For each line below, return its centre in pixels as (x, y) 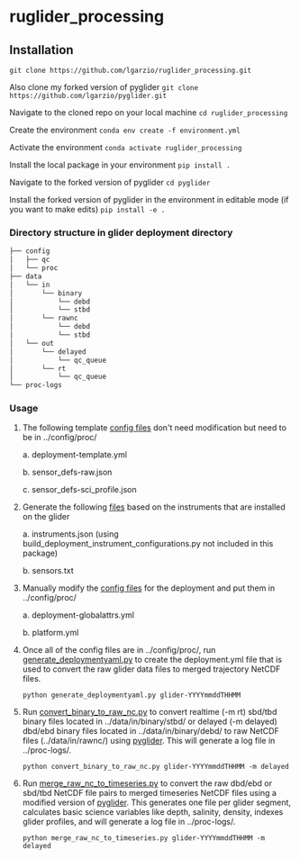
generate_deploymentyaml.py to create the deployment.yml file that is (152, 660)
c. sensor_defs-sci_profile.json (79, 490)
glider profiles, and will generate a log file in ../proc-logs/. (129, 822)
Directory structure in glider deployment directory (121, 232)
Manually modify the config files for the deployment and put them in (149, 588)
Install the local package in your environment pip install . (120, 165)
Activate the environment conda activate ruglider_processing (126, 147)
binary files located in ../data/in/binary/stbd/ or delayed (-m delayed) (150, 721)
